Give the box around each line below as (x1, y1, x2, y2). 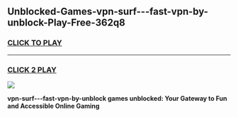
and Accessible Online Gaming (7, 101, 100, 110)
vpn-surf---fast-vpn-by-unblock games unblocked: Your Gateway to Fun (7, 94, 227, 102)
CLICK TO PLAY (7, 38, 62, 48)
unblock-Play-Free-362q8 (7, 17, 125, 29)
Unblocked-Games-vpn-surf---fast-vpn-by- (7, 6, 209, 18)
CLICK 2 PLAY (7, 65, 57, 74)
